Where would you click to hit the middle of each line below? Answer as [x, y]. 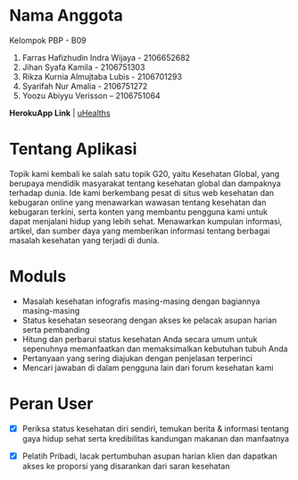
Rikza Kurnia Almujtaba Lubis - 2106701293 [102, 76]
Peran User [51, 404]
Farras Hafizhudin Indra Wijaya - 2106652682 [106, 57]
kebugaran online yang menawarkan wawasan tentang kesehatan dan [138, 202]
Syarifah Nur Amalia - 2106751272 [85, 86]
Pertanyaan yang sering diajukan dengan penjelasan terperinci [137, 358]
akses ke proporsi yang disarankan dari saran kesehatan [126, 466]
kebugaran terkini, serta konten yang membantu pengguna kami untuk [138, 212]
